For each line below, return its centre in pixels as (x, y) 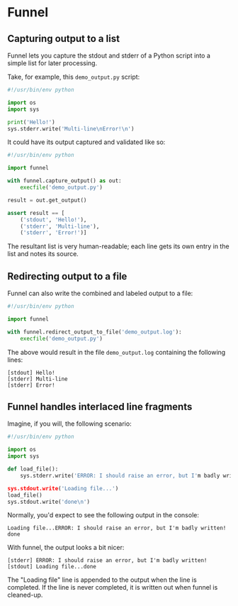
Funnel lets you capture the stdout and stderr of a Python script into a (109, 55)
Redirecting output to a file (67, 276)
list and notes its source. (43, 254)
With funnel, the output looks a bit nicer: (66, 548)
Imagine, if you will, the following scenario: (70, 424)
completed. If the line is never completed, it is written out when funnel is (113, 588)
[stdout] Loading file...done (52, 567)
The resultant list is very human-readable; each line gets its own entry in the (118, 246)
